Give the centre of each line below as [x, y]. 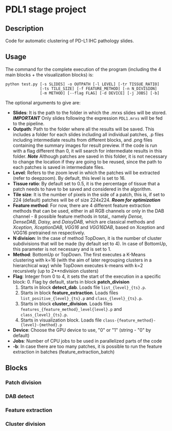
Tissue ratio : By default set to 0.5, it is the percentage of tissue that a [86, 183]
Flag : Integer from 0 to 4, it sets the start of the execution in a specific [87, 276]
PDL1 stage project [46, 10]
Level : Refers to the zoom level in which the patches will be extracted [86, 173]
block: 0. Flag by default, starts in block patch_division [71, 282]
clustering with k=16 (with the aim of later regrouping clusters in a [82, 260]
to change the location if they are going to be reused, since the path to [87, 162]
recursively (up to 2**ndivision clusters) [55, 271]
